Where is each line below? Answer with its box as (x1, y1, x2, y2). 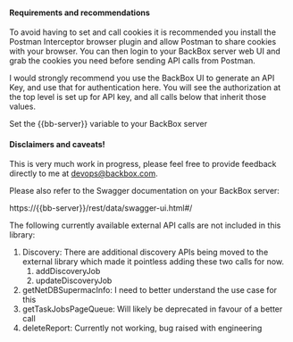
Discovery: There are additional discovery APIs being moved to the (21, 246, 269, 258)
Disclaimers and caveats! (9, 138, 105, 149)
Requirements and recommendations (9, 7, 150, 18)
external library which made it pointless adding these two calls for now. (21, 256, 284, 267)
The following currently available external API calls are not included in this (9, 220, 281, 231)
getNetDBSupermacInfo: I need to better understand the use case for (21, 285, 278, 296)
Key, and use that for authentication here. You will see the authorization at (9, 82, 281, 93)
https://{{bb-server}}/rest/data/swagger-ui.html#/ (9, 203, 193, 213)
